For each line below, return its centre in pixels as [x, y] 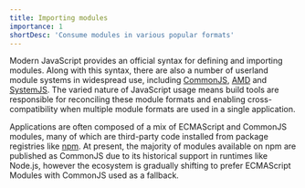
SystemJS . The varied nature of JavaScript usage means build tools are [144, 90]
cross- [260, 99]
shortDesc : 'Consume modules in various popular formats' [122, 35]
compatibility [34, 110]
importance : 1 [37, 26]
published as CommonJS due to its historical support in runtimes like [139, 156]
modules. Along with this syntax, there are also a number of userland [139, 70]
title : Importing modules [58, 18]
